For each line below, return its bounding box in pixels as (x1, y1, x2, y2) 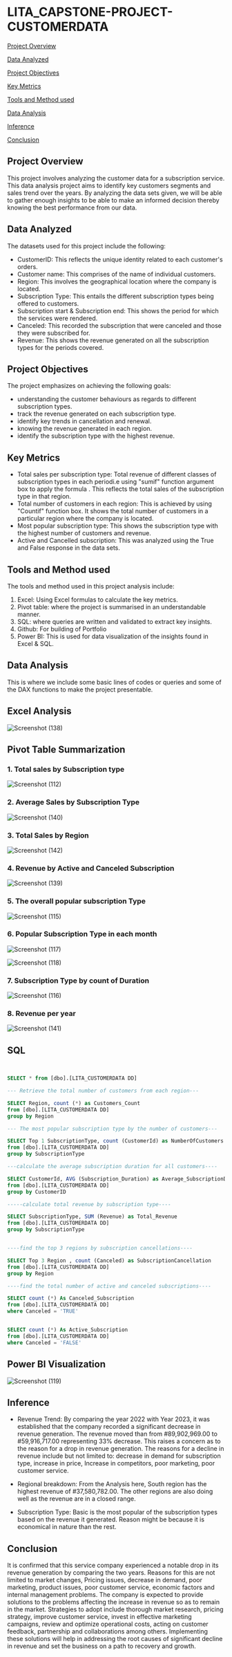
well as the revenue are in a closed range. (17, 1494, 136, 1503)
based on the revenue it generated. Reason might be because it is (17, 1515, 205, 1524)
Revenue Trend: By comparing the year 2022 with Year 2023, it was (17, 1415, 211, 1423)
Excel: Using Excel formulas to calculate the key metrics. (17, 595, 178, 604)
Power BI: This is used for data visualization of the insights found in (17, 632, 209, 640)
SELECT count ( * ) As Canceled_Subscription (7, 1295, 135, 1302)
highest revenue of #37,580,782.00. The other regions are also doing (17, 1488, 213, 1496)
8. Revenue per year (7, 1009, 76, 1019)
